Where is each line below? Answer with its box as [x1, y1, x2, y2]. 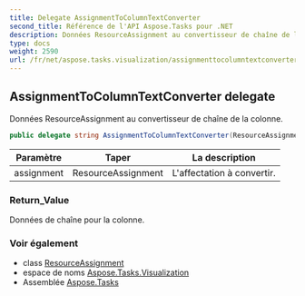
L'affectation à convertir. [172, 166, 277, 179]
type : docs [9, 38, 51, 48]
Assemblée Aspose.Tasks [22, 277, 120, 288]
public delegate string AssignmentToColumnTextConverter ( [9, 131, 233, 140]
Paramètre [15, 151, 62, 163]
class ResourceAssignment [22, 258, 124, 269]
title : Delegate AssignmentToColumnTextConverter [9, 13, 202, 23]
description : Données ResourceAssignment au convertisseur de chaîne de [9, 30, 290, 39]
